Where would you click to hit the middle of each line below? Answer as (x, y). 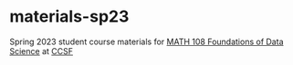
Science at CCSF (41, 51)
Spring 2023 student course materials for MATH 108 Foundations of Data (146, 42)
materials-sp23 (69, 17)
